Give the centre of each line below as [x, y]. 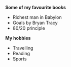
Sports [20, 59]
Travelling [23, 48]
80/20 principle [29, 28]
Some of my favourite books [35, 7]
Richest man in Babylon [37, 17]
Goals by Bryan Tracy [35, 23]
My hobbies [18, 38]
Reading [21, 53]
